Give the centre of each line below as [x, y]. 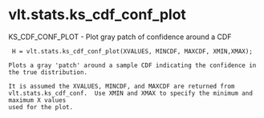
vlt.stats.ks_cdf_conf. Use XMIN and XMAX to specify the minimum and [130, 93]
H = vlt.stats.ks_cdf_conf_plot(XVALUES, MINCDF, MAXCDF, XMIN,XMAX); [132, 51]
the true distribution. [48, 72]
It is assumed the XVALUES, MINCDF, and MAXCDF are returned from [122, 86]
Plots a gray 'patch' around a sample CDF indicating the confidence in [132, 65]
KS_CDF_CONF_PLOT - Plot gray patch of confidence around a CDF [120, 37]
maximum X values [37, 100]
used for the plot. [41, 107]
